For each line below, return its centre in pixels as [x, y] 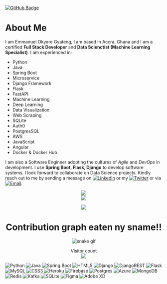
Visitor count [84, 250]
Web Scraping [27, 115]
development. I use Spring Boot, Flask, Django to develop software [74, 167]
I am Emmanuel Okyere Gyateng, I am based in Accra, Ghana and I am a [79, 41]
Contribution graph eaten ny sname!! [84, 227]
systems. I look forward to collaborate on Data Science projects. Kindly [78, 172]
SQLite [19, 120]
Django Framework [32, 83]
